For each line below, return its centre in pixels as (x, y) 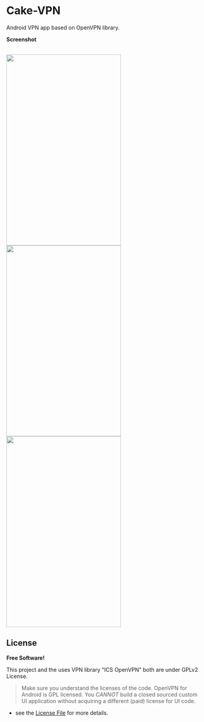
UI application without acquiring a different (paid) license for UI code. (108, 701)
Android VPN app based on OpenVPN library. (63, 27)
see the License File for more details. (62, 713)
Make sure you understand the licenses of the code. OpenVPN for (104, 688)
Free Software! (25, 658)
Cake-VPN (34, 11)
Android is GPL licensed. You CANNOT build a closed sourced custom (109, 695)
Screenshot (21, 39)
